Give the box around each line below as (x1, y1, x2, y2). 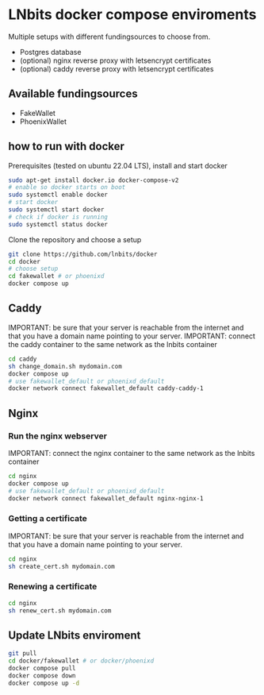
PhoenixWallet (19, 117, 67, 126)
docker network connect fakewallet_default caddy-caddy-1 (8, 384, 204, 392)
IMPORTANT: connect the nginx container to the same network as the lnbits (8, 448, 255, 458)
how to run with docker (8, 140, 125, 153)
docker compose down (8, 671, 77, 680)
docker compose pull (8, 665, 77, 673)
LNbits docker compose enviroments (8, 6, 257, 24)
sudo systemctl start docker (8, 206, 105, 214)
